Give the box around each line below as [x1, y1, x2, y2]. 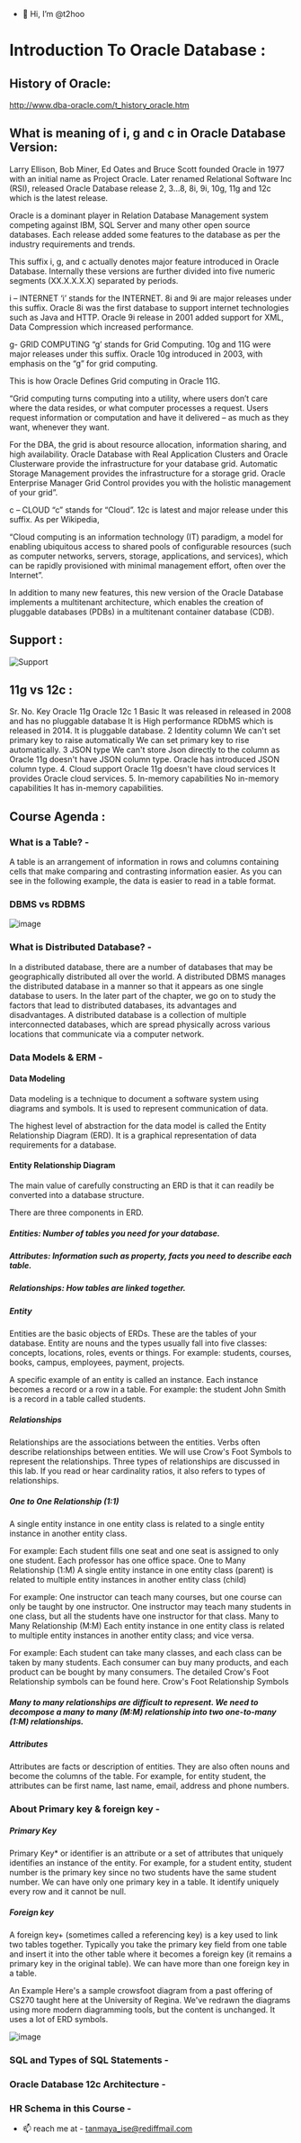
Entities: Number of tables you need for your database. [9, 1228, 220, 1239]
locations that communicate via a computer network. [9, 1028, 205, 1040]
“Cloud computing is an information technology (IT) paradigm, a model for [9, 531, 284, 542]
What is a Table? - [9, 836, 90, 849]
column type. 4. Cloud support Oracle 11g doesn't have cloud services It [9, 764, 276, 775]
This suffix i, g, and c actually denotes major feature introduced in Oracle [9, 256, 279, 267]
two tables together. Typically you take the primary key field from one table [9, 1939, 288, 1950]
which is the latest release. [9, 192, 109, 203]
